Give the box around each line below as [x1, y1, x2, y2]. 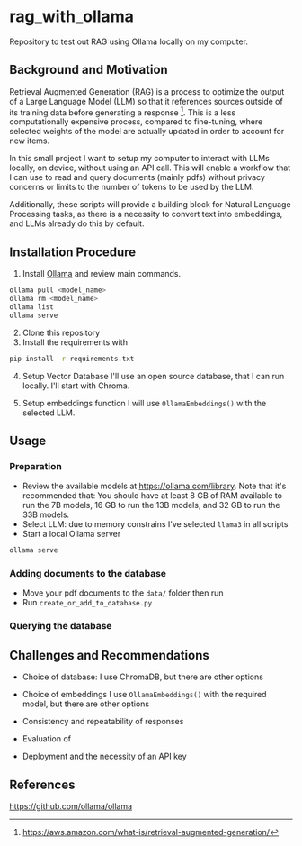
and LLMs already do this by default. [9, 218, 145, 229]
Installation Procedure [9, 244, 137, 259]
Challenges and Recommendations [9, 647, 209, 663]
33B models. [22, 509, 70, 520]
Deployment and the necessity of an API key [22, 750, 187, 762]
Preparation [9, 459, 63, 472]
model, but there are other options [22, 698, 150, 709]
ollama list [9, 302, 54, 312]
